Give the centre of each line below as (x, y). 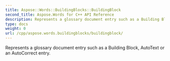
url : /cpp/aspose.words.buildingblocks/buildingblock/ (64, 33)
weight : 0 (16, 29)
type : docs (17, 24)
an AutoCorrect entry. (28, 53)
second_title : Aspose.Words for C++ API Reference (60, 15)
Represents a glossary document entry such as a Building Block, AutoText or (85, 48)
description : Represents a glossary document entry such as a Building (82, 19)
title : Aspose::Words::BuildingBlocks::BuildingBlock (63, 10)
